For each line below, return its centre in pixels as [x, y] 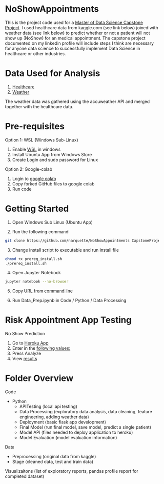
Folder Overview [39, 378]
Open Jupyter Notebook [36, 273]
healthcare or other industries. [36, 53]
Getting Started [37, 209]
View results [25, 359]
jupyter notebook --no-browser [37, 282]
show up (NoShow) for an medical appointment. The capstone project [75, 38]
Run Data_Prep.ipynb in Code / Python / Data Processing [69, 301]
